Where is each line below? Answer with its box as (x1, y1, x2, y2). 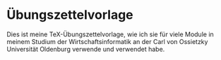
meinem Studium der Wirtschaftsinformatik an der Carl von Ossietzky (6, 37, 208, 45)
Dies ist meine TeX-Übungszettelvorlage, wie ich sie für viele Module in (6, 30, 215, 38)
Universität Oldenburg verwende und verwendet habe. (6, 45, 165, 53)
